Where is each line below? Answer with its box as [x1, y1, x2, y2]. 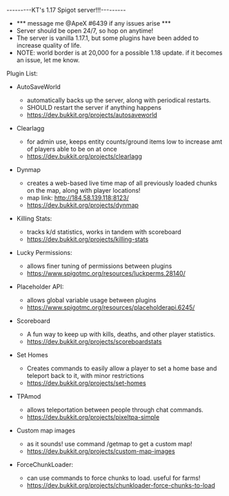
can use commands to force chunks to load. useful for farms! [26, 474, 201, 482]
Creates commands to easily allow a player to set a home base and [26, 364, 217, 372]
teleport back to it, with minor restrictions [26, 372, 144, 379]
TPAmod [16, 392, 41, 400]
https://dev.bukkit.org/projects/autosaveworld [26, 111, 158, 119]
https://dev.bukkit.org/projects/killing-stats [26, 235, 149, 243]
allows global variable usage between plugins [26, 296, 157, 304]
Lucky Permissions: [16, 249, 72, 256]
